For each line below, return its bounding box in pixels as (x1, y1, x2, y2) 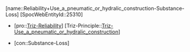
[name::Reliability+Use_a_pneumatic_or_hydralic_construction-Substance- (5, 5, 185, 12)
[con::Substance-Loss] (13, 40, 70, 46)
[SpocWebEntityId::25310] (20, 11, 83, 18)
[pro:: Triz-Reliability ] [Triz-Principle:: (13, 23, 102, 29)
